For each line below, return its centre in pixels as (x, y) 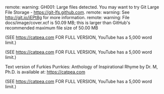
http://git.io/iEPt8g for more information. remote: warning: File (67, 17)
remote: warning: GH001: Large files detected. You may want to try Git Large (82, 7)
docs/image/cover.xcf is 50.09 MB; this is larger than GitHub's (68, 23)
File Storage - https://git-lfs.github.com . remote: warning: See (67, 12)
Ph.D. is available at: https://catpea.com (45, 72)
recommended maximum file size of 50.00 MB (52, 28)
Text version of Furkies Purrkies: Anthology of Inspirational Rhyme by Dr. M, (82, 67)
